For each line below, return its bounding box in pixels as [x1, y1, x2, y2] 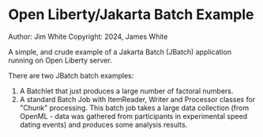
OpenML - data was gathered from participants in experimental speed [19, 111, 247, 120]
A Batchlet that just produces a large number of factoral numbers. [19, 86, 234, 96]
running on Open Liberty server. [8, 55, 112, 65]
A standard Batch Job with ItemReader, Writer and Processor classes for [19, 94, 256, 104]
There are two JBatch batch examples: [8, 70, 134, 80]
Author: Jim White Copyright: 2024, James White [8, 32, 168, 41]
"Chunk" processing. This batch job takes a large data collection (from [19, 103, 250, 112]
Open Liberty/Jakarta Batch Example [8, 6, 254, 24]
